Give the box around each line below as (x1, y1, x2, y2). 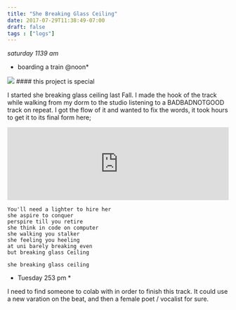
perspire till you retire (7, 219, 83, 226)
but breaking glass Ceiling (7, 249, 90, 257)
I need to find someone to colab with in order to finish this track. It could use (7, 288, 228, 296)
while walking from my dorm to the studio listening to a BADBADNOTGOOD (7, 98, 225, 107)
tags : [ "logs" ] (7, 30, 55, 37)
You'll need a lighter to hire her (7, 206, 112, 213)
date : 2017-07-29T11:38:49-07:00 (7, 17, 105, 24)
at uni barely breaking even (7, 243, 93, 250)
